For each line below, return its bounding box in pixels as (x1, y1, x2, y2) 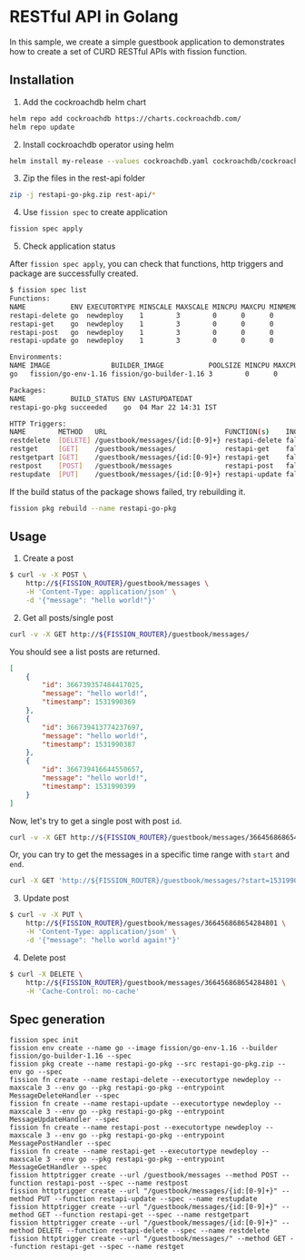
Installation (9, 73, 74, 88)
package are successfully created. (9, 268, 139, 279)
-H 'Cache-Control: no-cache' (25, 987, 141, 996)
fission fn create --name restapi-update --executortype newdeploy (9, 1099, 271, 1108)
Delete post (22, 951, 66, 963)
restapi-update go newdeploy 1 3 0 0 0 (9, 336, 274, 346)
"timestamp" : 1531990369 (42, 697, 136, 707)
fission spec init (9, 1036, 79, 1045)
